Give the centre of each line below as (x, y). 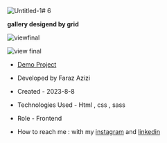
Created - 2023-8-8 (46, 91)
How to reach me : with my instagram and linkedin (89, 132)
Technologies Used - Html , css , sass (71, 105)
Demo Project (37, 65)
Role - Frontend (39, 118)
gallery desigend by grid (43, 24)
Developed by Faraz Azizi (54, 78)
